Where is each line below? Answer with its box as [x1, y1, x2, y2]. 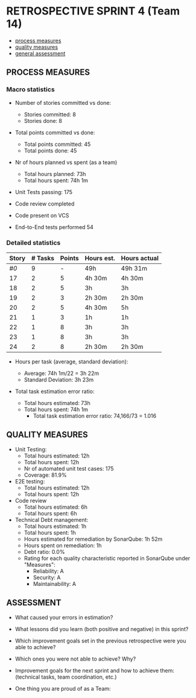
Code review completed [14, 200, 75, 207]
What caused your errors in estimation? [14, 614, 113, 621]
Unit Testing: [14, 445, 47, 453]
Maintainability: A [33, 580, 77, 587]
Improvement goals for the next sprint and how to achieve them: [14, 667, 175, 674]
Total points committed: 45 [24, 140, 91, 148]
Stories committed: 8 [24, 110, 77, 118]
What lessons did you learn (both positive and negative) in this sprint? [14, 625, 189, 632]
